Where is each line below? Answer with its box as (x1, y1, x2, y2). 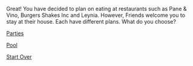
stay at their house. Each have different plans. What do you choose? (6, 18, 177, 25)
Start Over (6, 53, 32, 60)
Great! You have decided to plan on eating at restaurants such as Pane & (6, 5, 187, 12)
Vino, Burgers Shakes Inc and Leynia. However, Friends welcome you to (6, 12, 186, 19)
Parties (6, 30, 24, 37)
